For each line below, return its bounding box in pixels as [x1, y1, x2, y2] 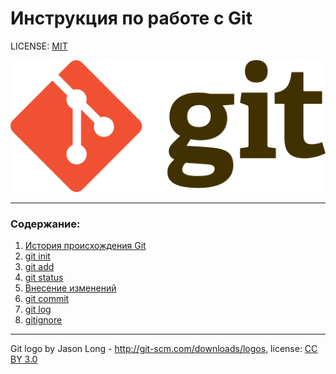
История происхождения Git [24, 239, 147, 251]
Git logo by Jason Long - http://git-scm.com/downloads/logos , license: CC [10, 342, 318, 354]
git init [24, 250, 51, 262]
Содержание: [10, 217, 81, 231]
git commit [24, 292, 70, 304]
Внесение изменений [24, 282, 117, 294]
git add [24, 260, 55, 272]
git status [24, 271, 64, 283]
